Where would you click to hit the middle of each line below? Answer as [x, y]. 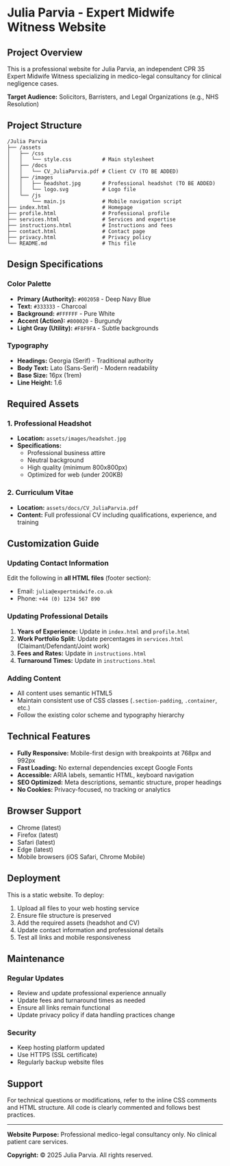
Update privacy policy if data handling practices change [96, 1015]
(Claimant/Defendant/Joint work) [63, 646]
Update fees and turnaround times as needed [81, 1000]
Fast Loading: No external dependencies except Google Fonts [105, 767]
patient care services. [38, 1142]
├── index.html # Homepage [70, 207]
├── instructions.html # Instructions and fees [90, 225]
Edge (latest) [35, 849]
